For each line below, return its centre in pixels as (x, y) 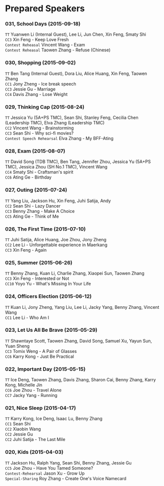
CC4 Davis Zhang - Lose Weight (36, 94)
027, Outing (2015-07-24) (36, 190)
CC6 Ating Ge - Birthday (28, 177)
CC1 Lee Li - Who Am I (27, 317)
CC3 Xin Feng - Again (26, 250)
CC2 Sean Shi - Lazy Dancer (33, 206)
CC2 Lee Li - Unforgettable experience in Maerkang (56, 245)
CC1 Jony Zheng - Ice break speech (41, 84)
